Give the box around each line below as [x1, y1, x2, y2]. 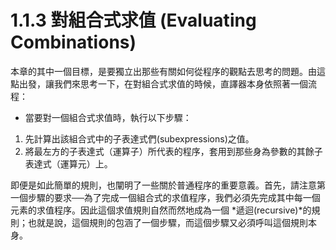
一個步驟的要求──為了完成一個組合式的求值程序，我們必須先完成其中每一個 [10, 191, 321, 203]
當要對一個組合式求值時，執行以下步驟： [24, 111, 192, 123]
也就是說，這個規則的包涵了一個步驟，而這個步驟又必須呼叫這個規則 [27, 216, 308, 228]
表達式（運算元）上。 [24, 157, 113, 170]
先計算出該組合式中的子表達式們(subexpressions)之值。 [24, 132, 255, 145]
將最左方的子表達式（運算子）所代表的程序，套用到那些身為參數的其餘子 [24, 145, 323, 157]
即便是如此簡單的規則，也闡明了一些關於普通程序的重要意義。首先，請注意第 [10, 179, 326, 191]
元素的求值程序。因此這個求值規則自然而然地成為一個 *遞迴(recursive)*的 [10, 204, 312, 216]
